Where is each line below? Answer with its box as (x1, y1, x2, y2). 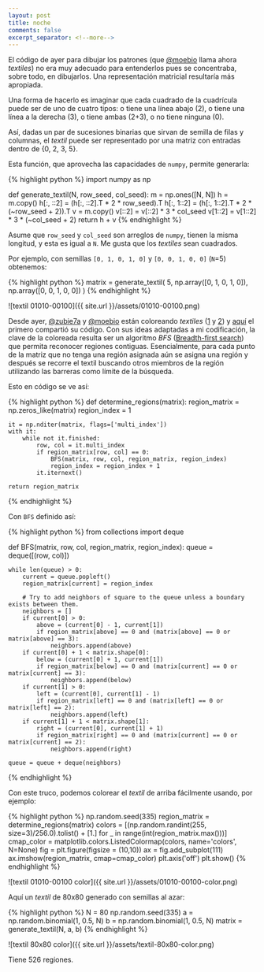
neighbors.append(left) (50, 710, 128, 719)
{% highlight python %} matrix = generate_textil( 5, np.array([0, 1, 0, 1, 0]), (8, 277, 248, 288)
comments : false (8, 26, 61, 34)
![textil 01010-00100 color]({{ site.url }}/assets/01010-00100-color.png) (8, 877, 238, 887)
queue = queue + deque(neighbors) (8, 759, 122, 767)
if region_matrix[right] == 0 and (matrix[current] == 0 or (36, 732, 238, 740)
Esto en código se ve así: (8, 382, 90, 391)
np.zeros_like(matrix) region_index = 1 (8, 406, 132, 415)
